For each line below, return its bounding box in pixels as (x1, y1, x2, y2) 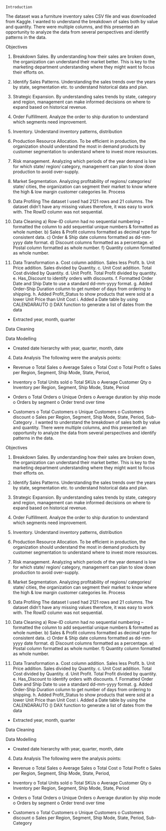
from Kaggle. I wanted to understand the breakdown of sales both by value (5, 19, 158, 24)
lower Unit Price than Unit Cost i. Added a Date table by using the (12, 697, 146, 703)
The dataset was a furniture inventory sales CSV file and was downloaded (5, 13, 156, 19)
